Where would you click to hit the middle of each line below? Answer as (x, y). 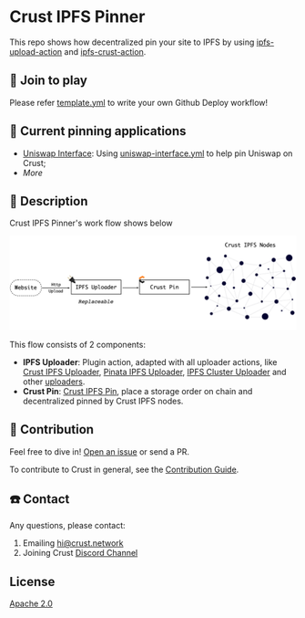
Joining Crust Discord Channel (80, 553)
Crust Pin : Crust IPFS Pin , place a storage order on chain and (137, 391)
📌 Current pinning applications (98, 131)
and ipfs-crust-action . (105, 51)
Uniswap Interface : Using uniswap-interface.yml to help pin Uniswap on (158, 153)
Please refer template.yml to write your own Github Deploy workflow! (139, 102)
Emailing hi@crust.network (73, 543)
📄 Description (49, 201)
